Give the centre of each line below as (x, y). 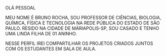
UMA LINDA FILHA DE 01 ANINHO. (41, 34)
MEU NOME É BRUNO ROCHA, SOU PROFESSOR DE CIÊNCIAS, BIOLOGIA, (83, 17)
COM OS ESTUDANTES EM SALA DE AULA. (51, 49)
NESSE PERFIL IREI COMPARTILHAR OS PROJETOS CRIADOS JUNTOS (79, 43)
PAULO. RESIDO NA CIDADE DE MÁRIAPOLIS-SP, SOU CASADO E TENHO (82, 28)
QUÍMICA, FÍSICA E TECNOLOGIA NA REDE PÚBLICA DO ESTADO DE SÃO (82, 23)
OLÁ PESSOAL (20, 8)
